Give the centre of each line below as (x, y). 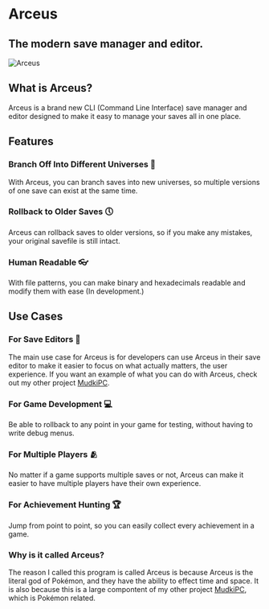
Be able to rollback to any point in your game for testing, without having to (130, 425)
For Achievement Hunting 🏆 (65, 505)
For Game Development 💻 (60, 404)
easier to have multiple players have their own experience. (105, 483)
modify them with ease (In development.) (76, 291)
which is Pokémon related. (52, 598)
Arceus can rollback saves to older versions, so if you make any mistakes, (130, 232)
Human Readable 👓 (48, 262)
